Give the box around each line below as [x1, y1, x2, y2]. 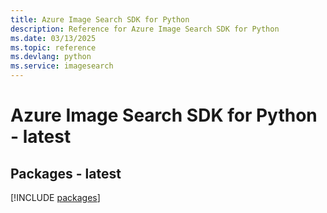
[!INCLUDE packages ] [10, 192, 101, 203]
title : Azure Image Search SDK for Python [10, 14, 190, 25]
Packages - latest [10, 165, 122, 182]
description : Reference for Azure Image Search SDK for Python [10, 24, 280, 34]
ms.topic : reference [10, 42, 97, 53]
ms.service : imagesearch [10, 61, 114, 71]
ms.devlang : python [10, 52, 92, 62]
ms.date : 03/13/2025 [10, 33, 97, 43]
